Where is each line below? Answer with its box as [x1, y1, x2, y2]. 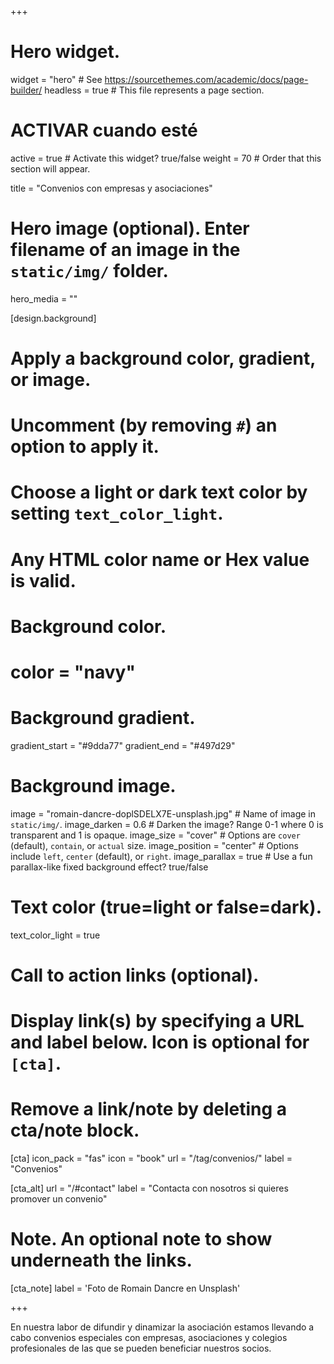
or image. [10, 369, 92, 391]
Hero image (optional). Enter [10, 217, 250, 240]
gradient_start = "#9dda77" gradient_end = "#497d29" [10, 739, 236, 751]
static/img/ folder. [10, 260, 169, 283]
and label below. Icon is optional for [10, 1031, 310, 1054]
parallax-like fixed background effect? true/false [10, 861, 209, 873]
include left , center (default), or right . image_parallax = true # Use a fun [10, 850, 313, 862]
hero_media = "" [10, 292, 78, 305]
